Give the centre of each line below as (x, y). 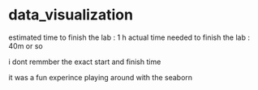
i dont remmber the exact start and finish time (85, 62)
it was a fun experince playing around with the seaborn (101, 77)
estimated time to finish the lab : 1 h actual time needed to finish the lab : (129, 37)
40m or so (26, 45)
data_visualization (71, 15)
